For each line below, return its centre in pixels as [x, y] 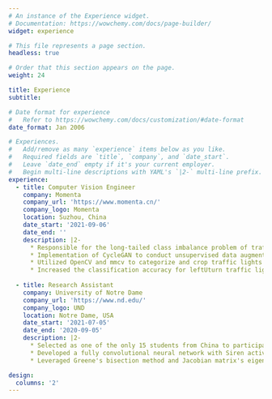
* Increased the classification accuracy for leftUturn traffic [140, 270]
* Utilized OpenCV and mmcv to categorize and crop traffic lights [146, 263]
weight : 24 [27, 75]
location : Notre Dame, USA [68, 315]
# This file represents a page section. [78, 45]
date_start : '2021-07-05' [67, 323]
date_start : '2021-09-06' [67, 225]
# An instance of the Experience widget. [79, 16]
